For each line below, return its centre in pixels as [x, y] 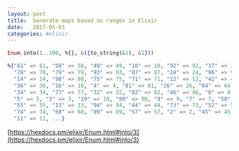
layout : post [27, 14]
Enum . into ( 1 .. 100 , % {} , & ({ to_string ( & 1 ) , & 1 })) [81, 53]
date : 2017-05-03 [36, 27]
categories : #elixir [38, 34]
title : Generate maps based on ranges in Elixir [83, 21]
